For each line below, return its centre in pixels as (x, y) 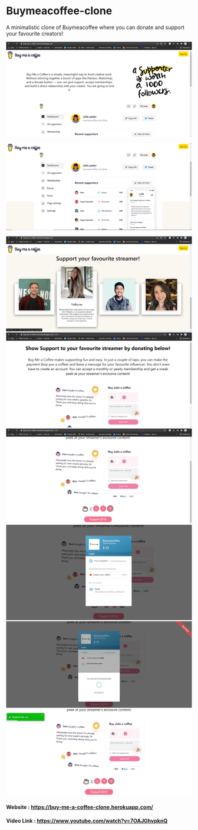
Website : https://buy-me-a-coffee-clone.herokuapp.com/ (80, 807)
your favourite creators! (35, 33)
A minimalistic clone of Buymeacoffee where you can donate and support (95, 27)
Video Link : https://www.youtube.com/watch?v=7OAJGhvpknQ (87, 821)
